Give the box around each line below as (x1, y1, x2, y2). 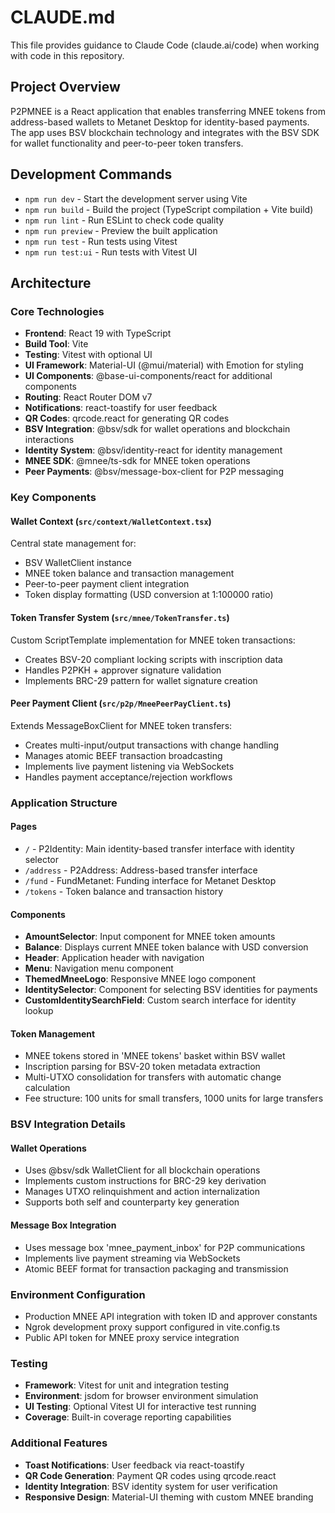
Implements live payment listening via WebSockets (24, 760, 235, 772)
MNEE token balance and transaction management (24, 567, 235, 580)
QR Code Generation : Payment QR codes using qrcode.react (24, 1469, 277, 1481)
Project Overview (10, 79, 121, 96)
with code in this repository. (10, 49, 125, 61)
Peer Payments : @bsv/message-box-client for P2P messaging (24, 466, 284, 478)
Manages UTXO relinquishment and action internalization (24, 1186, 261, 1198)
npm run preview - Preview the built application (24, 224, 218, 236)
